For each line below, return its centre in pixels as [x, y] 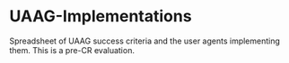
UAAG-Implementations [101, 16]
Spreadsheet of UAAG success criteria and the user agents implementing [145, 41]
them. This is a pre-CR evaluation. [72, 50]
